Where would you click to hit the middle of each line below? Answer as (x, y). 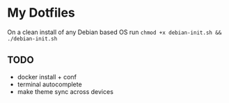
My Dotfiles (41, 13)
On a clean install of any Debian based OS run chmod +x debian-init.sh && (114, 32)
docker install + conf (47, 77)
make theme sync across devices (65, 91)
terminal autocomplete (49, 84)
